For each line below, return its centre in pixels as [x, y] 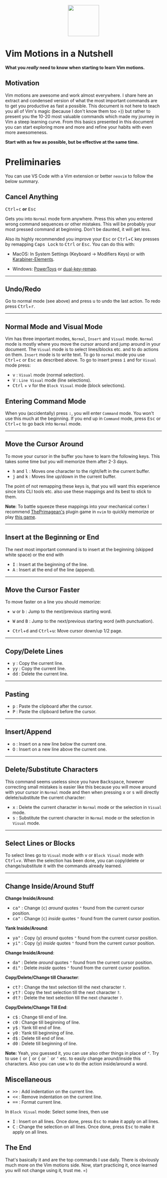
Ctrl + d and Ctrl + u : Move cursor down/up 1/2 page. [67, 631]
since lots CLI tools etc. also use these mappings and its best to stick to [78, 491]
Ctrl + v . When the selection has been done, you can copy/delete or [75, 861]
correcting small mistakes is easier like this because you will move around [81, 787]
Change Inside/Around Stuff [50, 886]
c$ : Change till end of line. [40, 1017]
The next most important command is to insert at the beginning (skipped [79, 549]
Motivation [22, 83]
